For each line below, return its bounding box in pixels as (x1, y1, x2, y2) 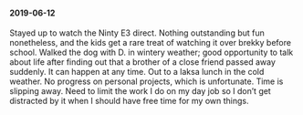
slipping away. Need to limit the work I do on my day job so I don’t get (9, 86, 271, 97)
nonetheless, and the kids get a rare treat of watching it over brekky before (9, 37, 292, 48)
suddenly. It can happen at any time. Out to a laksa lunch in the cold (9, 67, 265, 78)
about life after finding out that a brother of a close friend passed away (9, 57, 277, 68)
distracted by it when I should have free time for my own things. (9, 96, 249, 107)
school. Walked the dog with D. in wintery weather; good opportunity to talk (9, 47, 294, 58)
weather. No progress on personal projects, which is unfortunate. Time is (9, 76, 284, 87)
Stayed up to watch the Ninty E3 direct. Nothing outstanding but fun (9, 27, 265, 38)
